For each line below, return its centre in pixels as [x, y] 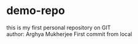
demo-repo [36, 11]
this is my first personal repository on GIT [59, 28]
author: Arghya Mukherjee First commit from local [69, 34]
